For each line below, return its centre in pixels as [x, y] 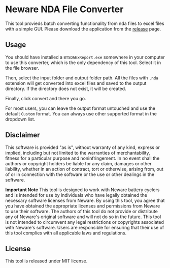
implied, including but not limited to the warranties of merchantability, [78, 153]
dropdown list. [20, 119]
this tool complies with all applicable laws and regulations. [66, 233]
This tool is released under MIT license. [46, 261]
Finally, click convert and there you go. [46, 98]
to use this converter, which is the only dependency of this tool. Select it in [83, 63]
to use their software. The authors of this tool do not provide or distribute [82, 211]
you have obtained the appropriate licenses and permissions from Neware [83, 206]
